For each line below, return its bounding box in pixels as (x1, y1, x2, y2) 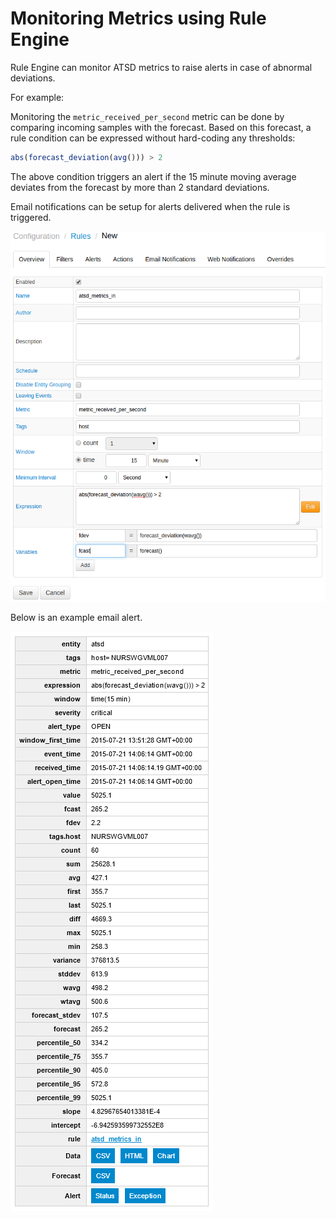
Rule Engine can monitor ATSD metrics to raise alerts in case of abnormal (10, 61, 313, 73)
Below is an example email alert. (10, 611, 143, 623)
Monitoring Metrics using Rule (10, 7, 267, 30)
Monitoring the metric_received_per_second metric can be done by (10, 110, 285, 122)
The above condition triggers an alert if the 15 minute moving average (10, 170, 297, 182)
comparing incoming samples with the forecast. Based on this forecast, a (10, 121, 312, 133)
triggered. (10, 211, 52, 223)
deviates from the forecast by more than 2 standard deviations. (10, 181, 270, 193)
